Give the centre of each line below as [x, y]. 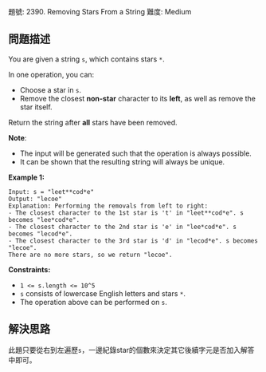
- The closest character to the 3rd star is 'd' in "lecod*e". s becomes [133, 241]
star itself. [36, 107]
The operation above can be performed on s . [93, 302]
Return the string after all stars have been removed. [93, 122]
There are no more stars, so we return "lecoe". [90, 255]
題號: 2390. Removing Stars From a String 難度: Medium [100, 12]
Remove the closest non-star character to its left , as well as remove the [138, 98]
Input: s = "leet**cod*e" [51, 192]
